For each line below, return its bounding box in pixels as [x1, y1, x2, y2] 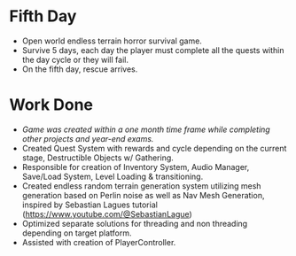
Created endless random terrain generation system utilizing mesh [21, 180, 261, 191]
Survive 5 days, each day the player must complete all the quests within [21, 44, 285, 55]
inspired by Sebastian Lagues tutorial [21, 199, 158, 210]
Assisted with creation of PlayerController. [21, 237, 176, 247]
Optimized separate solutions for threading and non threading [21, 218, 248, 229]
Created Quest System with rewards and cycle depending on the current [21, 143, 287, 153]
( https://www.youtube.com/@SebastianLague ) [21, 208, 192, 219]
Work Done [9, 95, 94, 115]
